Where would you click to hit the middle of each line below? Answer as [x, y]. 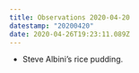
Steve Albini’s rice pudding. [73, 60]
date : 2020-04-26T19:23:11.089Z [69, 34]
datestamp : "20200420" [52, 26]
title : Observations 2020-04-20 [69, 17]
